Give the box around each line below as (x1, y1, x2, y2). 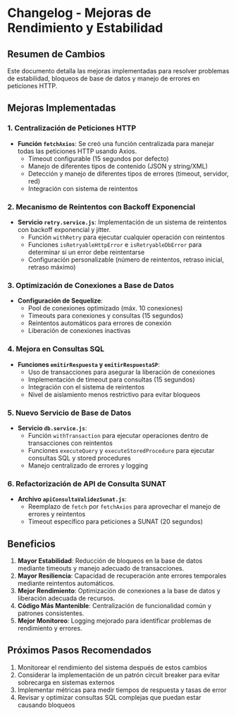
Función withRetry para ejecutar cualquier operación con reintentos (27, 233, 225, 241)
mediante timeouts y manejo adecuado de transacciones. (17, 564, 185, 572)
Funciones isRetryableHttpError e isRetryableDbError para (27, 240, 202, 248)
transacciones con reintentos (27, 439, 113, 447)
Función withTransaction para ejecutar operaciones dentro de (27, 431, 209, 439)
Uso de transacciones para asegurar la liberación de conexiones (27, 368, 216, 376)
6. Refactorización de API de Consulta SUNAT (7, 478, 167, 488)
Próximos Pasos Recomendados (7, 644, 151, 657)
